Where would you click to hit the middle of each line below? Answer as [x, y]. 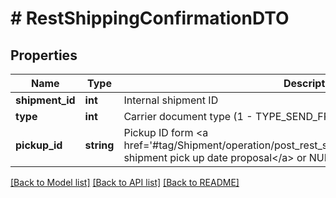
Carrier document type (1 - [188, 116]
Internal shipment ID [171, 100]
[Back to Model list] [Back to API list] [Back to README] [125, 182]
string [99, 145]
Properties [44, 55]
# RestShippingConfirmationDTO [150, 18]
